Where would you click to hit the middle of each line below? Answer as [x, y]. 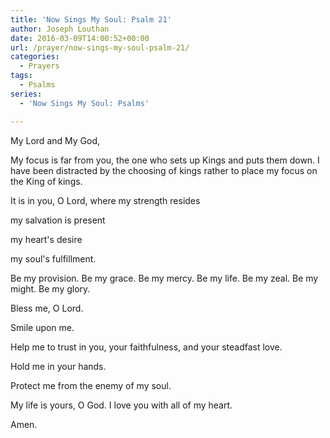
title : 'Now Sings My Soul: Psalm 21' [91, 19]
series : [26, 94]
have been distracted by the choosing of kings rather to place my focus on [164, 170]
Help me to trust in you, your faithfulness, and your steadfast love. [146, 347]
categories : [35, 57]
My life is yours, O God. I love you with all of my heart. [121, 405]
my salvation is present [58, 220]
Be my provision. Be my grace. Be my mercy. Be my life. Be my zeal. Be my [164, 278]
